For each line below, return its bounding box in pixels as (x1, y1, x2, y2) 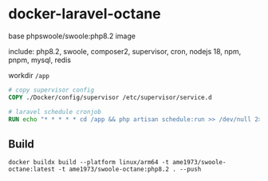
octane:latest (8, 165, 56, 174)
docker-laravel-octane (8, 5, 161, 23)
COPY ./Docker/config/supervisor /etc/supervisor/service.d (8, 93, 213, 101)
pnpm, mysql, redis (8, 55, 72, 65)
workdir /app (8, 70, 50, 80)
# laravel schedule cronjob (8, 108, 102, 116)
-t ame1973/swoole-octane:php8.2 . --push (58, 165, 202, 174)
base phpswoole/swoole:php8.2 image (8, 31, 136, 41)
